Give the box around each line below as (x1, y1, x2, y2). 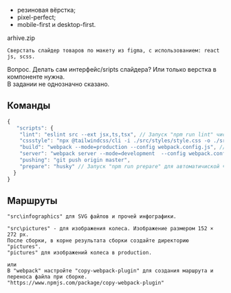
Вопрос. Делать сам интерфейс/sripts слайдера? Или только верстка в (7, 65, 217, 73)
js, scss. (7, 53, 36, 60)
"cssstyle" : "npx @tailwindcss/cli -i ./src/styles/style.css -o (19, 137, 211, 144)
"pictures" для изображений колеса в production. (7, 250, 153, 256)
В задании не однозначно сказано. (7, 80, 110, 88)
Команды (7, 100, 51, 112)
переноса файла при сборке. (7, 274, 88, 281)
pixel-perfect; (16, 13, 56, 21)
